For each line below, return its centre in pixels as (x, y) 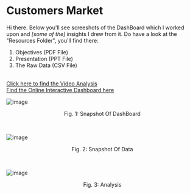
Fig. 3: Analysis (102, 184)
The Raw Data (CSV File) (46, 65)
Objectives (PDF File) (42, 52)
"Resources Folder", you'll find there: (52, 40)
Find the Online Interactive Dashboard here (60, 90)
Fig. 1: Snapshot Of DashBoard (102, 113)
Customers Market (55, 11)
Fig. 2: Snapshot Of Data (102, 149)
